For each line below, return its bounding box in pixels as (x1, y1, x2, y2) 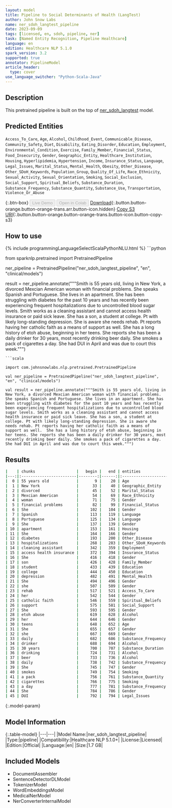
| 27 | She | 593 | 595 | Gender (5, 607, 137, 613)
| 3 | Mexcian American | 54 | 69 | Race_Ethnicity (5, 493, 155, 498)
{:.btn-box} (5, 199, 29, 205)
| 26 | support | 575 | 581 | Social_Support (5, 603, 155, 608)
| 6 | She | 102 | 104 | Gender (5, 507, 137, 513)
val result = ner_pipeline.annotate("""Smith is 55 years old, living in (5, 387, 166, 393)
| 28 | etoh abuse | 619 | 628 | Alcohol (5, 612, 139, 617)
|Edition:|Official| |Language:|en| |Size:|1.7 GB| (5, 742, 103, 748)
